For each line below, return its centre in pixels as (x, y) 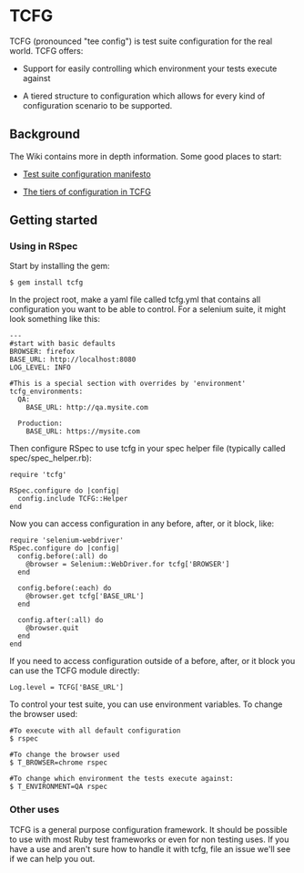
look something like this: (55, 319)
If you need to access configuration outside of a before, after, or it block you (152, 661)
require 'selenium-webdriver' (67, 540)
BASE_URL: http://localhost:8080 (73, 360)
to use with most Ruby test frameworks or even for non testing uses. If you (149, 839)
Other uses (35, 810)
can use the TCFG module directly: (75, 670)
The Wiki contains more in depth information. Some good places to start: (146, 156)
